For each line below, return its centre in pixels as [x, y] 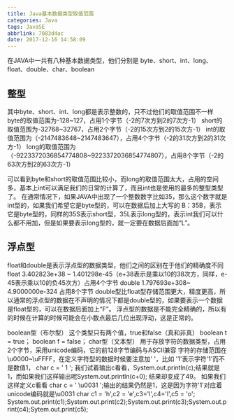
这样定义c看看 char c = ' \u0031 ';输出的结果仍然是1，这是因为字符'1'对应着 [115, 385]
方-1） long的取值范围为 [42, 146]
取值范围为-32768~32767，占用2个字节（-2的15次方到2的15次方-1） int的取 [116, 129]
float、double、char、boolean [51, 69]
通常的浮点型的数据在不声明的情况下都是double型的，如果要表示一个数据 [118, 300]
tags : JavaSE [26, 27]
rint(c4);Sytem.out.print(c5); [48, 409]
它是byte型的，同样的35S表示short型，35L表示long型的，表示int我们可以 [112, 213]
